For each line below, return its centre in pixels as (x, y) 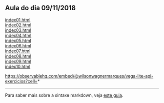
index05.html (18, 41)
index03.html (18, 30)
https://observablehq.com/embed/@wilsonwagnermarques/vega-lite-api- (79, 76)
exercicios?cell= (21, 81)
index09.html (18, 61)
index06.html (18, 45)
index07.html (18, 51)
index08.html (18, 56)
